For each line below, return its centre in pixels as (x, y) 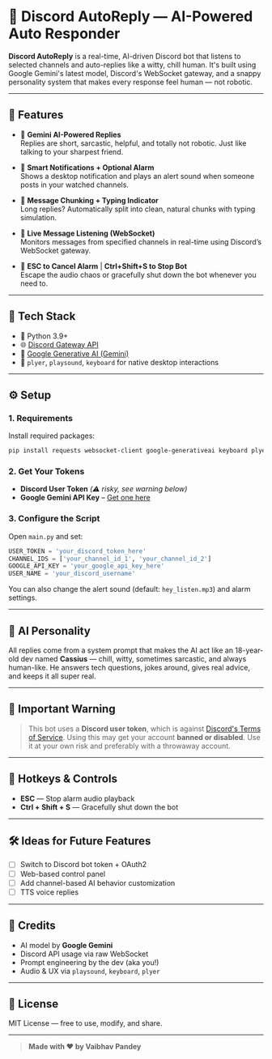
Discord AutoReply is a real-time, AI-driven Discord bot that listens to (125, 56)
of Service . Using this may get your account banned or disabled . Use (144, 737)
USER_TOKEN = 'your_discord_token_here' (78, 551)
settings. (23, 598)
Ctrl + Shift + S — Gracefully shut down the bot (99, 807)
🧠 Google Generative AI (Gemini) (74, 353)
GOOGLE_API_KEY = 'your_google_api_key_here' (86, 566)
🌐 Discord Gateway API (59, 344)
